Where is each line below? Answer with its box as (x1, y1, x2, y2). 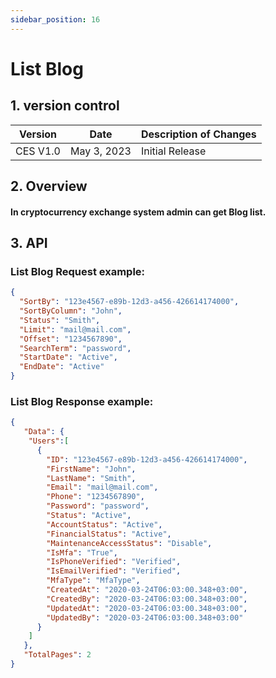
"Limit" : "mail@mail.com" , (19, 324, 132, 335)
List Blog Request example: (10, 264, 146, 278)
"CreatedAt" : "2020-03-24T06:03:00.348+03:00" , (46, 585, 248, 595)
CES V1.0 (15, 144, 61, 158)
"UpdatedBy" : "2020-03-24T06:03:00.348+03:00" (46, 612, 244, 623)
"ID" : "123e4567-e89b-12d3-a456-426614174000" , (46, 454, 248, 465)
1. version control (10, 97, 120, 115)
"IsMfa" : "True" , (46, 547, 118, 558)
